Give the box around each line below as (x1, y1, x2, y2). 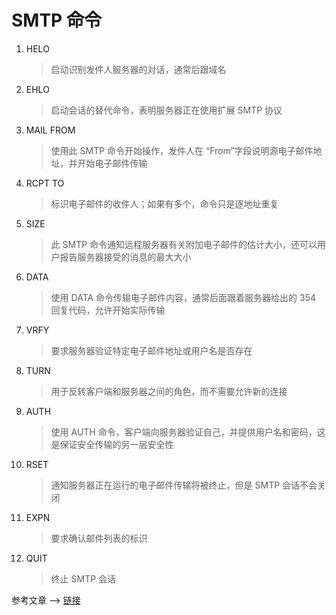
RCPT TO (25, 177, 65, 189)
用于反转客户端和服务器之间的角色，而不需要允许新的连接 (50, 385, 288, 397)
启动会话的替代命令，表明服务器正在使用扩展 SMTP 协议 (50, 104, 283, 116)
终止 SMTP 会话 (50, 572, 117, 585)
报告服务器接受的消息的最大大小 (59, 251, 192, 263)
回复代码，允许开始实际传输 (50, 304, 166, 316)
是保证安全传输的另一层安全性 (50, 438, 174, 450)
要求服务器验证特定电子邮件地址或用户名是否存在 (50, 344, 253, 356)
